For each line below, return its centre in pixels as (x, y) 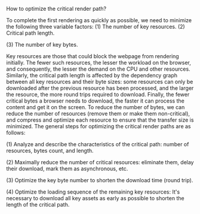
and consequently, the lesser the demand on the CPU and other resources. (98, 69)
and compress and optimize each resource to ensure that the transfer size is (100, 120)
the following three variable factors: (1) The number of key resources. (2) (96, 27)
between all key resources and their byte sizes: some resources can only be (100, 82)
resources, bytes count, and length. (50, 150)
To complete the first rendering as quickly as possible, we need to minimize (99, 20)
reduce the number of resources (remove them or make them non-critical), (98, 114)
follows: (16, 132)
